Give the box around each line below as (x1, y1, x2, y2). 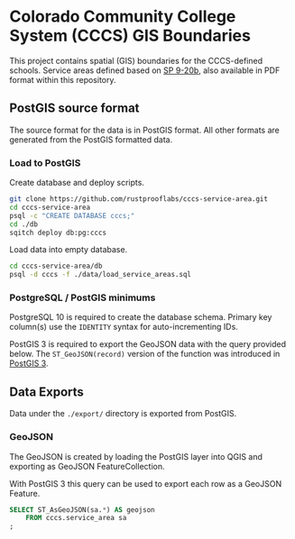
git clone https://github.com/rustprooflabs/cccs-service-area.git (9, 195, 269, 204)
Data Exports (9, 384, 84, 399)
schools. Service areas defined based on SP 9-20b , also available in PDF (9, 65, 281, 76)
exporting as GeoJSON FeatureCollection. (9, 461, 165, 471)
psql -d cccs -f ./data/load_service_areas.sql (9, 270, 192, 279)
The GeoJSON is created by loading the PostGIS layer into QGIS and (9, 451, 263, 461)
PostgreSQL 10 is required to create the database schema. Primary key (9, 312, 272, 323)
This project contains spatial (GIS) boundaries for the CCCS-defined (9, 55, 263, 66)
